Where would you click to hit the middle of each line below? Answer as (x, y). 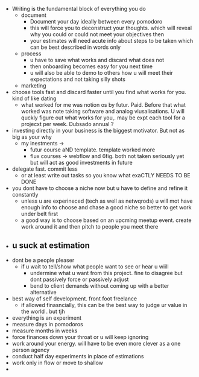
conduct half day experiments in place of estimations (78, 356)
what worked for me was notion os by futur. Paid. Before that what (103, 105)
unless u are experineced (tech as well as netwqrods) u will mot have (107, 201)
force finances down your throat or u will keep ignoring (80, 337)
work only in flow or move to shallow (58, 363)
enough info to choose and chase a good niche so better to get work (106, 207)
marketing (33, 86)
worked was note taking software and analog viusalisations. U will (103, 111)
